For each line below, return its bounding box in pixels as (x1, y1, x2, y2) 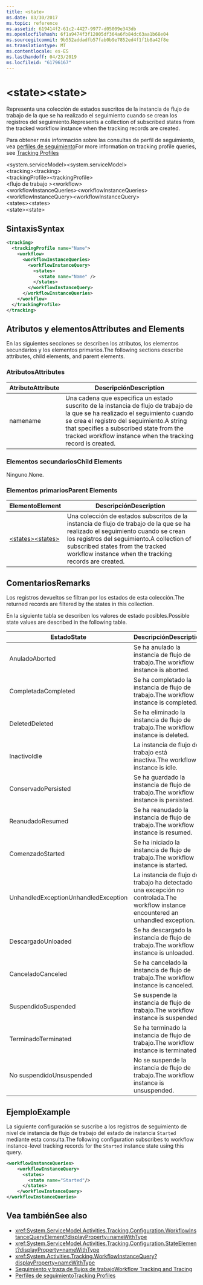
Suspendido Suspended (9, 1002, 76, 1011)
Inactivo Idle (9, 752, 42, 760)
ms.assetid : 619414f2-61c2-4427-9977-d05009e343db (6, 25, 137, 32)
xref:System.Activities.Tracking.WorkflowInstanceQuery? (14, 1252, 158, 1260)
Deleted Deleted (9, 719, 54, 728)
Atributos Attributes (6, 368, 65, 376)
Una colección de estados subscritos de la (66, 512, 188, 520)
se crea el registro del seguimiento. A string (65, 416, 187, 425)
